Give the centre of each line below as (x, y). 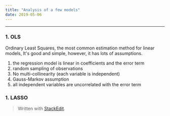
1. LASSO (17, 97)
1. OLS (13, 37)
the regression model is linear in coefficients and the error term (78, 63)
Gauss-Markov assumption (41, 79)
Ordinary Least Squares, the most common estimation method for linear (80, 48)
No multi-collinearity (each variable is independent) (66, 74)
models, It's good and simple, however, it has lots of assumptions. (74, 53)
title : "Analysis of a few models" (43, 10)
